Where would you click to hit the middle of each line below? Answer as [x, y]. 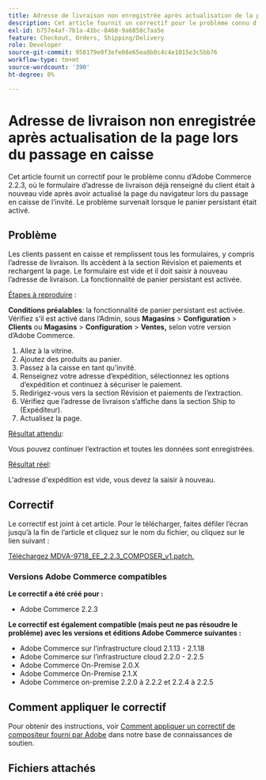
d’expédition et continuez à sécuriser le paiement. [101, 385]
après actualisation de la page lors [123, 138]
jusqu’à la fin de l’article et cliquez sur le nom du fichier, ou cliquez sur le [127, 532]
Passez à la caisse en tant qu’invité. [78, 368]
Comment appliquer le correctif [87, 707]
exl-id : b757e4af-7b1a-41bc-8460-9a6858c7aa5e [86, 30]
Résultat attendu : [36, 434]
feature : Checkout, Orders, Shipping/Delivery [86, 38]
